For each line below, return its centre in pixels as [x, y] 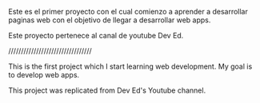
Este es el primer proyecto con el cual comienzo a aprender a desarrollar [128, 12]
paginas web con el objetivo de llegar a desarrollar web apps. [110, 20]
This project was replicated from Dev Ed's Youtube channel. [107, 90]
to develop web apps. [44, 75]
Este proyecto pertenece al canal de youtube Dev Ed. [96, 36]
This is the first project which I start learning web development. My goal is [130, 66]
